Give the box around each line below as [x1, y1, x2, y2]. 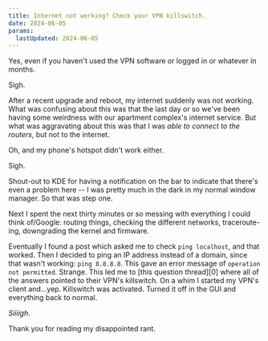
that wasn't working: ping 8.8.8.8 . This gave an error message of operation [8, 258, 261, 269]
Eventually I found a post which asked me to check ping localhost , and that [8, 242, 260, 251]
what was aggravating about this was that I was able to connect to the [8, 121, 241, 131]
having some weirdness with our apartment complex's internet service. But [8, 113, 257, 123]
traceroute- [221, 217, 261, 227]
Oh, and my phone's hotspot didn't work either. [8, 145, 164, 155]
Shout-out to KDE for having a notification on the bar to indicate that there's [8, 177, 258, 186]
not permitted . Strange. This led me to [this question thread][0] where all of [8, 267, 259, 277]
